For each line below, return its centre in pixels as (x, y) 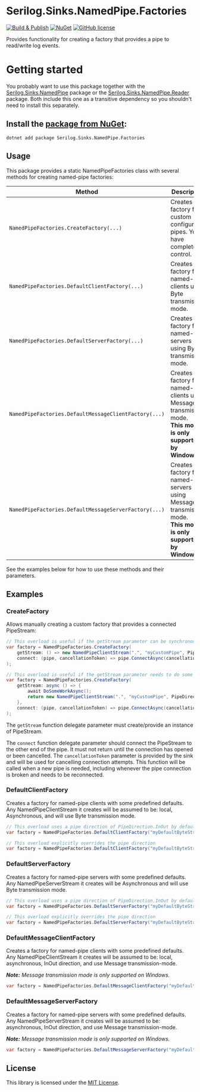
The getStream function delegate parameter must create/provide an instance (100, 725)
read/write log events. (33, 45)
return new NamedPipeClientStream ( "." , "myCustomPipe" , (98, 697)
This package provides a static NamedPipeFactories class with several (93, 170)
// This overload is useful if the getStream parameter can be (86, 642)
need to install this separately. (43, 105)
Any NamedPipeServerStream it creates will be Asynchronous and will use (97, 883)
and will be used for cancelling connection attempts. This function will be (96, 762)
